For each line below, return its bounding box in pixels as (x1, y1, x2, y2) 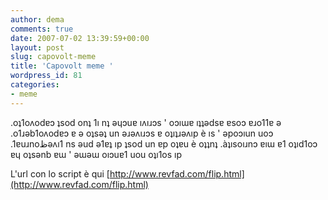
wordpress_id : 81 (10, 71, 83, 81)
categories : (10, 80, 60, 90)
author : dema (10, 14, 65, 25)
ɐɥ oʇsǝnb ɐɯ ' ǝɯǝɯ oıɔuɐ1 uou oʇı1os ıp (10, 148, 183, 160)
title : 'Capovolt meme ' (10, 61, 114, 71)
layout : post (10, 42, 65, 53)
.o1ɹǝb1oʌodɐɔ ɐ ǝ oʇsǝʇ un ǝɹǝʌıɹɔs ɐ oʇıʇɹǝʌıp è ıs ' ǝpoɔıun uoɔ (10, 127, 274, 139)
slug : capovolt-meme (10, 52, 97, 62)
